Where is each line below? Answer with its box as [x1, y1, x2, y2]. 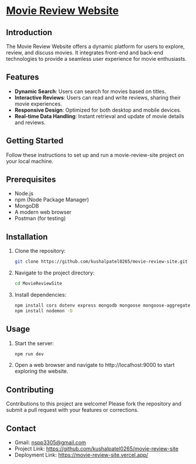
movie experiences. [14, 100, 63, 107]
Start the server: [14, 339, 54, 346]
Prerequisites [6, 174, 56, 185]
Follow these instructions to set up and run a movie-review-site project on [6, 151, 184, 159]
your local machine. [6, 157, 54, 164]
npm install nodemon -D [14, 308, 73, 314]
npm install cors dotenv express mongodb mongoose [14, 303, 141, 308]
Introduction [6, 28, 53, 37]
